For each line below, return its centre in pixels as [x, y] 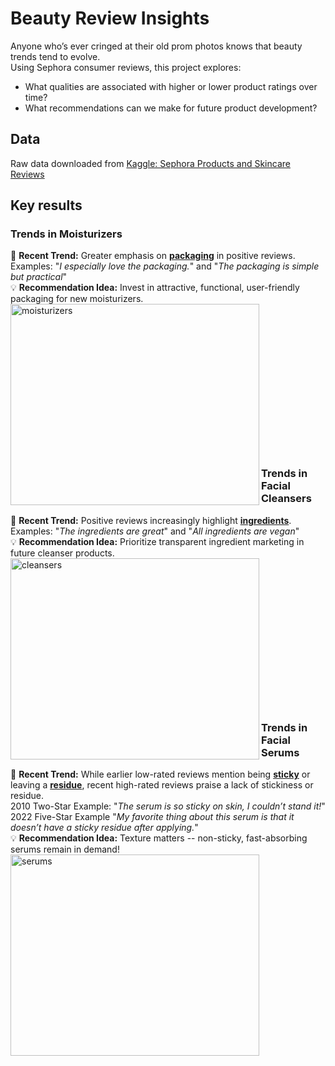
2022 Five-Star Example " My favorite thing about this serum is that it [152, 817]
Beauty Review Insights [110, 18]
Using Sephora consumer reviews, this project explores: [126, 67]
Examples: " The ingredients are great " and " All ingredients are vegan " [155, 531]
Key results [46, 205]
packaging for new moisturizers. [77, 299]
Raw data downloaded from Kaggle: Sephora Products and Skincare [150, 163]
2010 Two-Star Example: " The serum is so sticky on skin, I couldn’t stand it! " [168, 806]
